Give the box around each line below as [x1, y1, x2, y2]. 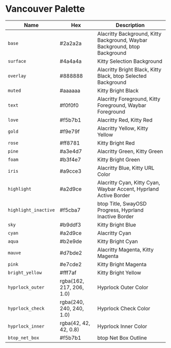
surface [8, 58, 26, 64]
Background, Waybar [97, 36, 148, 43]
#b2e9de [60, 238, 82, 245]
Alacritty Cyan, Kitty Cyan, [97, 179, 160, 186]
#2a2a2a [60, 39, 82, 47]
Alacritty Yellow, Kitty [97, 125, 149, 132]
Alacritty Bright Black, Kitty [97, 66, 162, 73]
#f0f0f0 [60, 102, 79, 109]
